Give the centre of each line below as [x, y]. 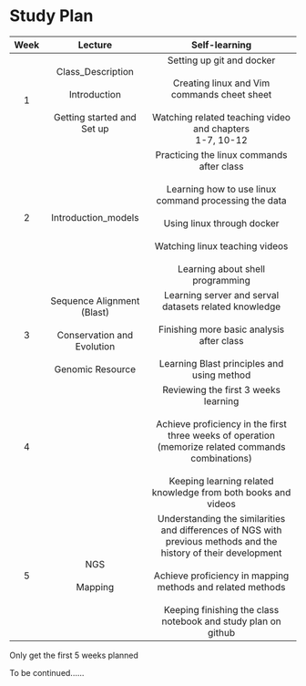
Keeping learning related [221, 481]
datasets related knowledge [222, 307]
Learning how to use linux [221, 189]
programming [221, 280]
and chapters [221, 129]
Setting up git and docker [221, 60]
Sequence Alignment [95, 300]
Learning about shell [221, 268]
